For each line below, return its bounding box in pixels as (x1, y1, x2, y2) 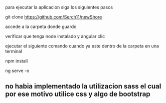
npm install (5, 58, 28, 64)
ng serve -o (5, 67, 30, 73)
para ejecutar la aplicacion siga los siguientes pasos (5, 4, 113, 10)
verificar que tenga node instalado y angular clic (5, 33, 105, 39)
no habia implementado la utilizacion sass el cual (5, 82, 161, 90)
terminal (5, 48, 23, 54)
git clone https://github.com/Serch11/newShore (5, 14, 102, 19)
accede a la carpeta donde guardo (5, 23, 77, 29)
